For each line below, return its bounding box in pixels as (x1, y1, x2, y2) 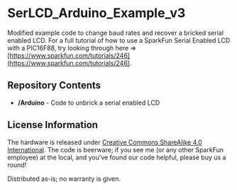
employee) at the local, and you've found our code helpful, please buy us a (7, 153, 226, 162)
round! (7, 160, 27, 169)
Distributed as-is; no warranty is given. (7, 174, 121, 183)
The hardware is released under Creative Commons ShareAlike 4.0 (7, 137, 202, 147)
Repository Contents (7, 80, 101, 92)
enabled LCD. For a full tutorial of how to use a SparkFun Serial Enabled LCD (7, 36, 231, 44)
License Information (7, 119, 98, 131)
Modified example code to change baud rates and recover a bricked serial (7, 28, 224, 37)
